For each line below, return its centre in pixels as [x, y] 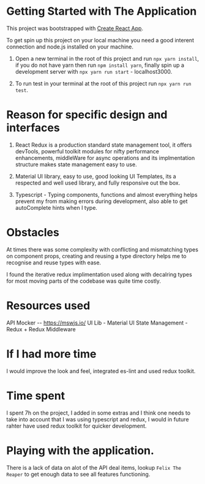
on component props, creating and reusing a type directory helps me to [96, 256]
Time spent [36, 395]
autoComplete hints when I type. [56, 207]
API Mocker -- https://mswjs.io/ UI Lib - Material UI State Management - [97, 323]
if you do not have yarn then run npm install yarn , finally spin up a [100, 65]
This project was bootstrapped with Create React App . [75, 28]
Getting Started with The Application [102, 11]
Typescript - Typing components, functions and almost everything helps [106, 194]
